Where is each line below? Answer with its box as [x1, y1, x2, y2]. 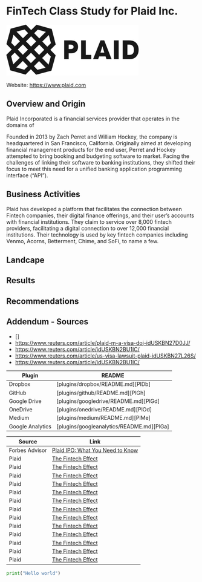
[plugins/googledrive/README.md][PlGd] [56, 397, 160, 405]
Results [6, 275, 36, 286]
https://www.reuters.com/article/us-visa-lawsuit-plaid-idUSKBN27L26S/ [15, 352, 196, 359]
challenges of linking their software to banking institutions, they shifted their [6, 159, 195, 166]
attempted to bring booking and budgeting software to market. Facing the [6, 152, 189, 160]
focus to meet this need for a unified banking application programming [6, 165, 183, 172]
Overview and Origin [6, 99, 86, 110]
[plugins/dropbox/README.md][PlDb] [56, 381, 151, 388]
